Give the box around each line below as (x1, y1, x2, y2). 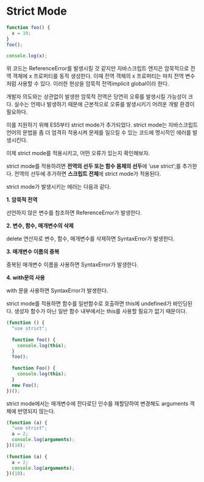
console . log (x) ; (6, 53, 47, 59)
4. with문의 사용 (6, 274, 45, 282)
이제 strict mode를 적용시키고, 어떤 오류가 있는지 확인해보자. (6, 150, 150, 157)
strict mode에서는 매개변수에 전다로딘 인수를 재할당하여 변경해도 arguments (6, 400, 189, 407)
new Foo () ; (12, 382, 40, 389)
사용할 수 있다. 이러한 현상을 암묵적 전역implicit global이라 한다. (17, 80, 169, 87)
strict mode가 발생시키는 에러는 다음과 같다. (6, 183, 111, 191)
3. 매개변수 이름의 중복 (6, 248, 60, 255)
